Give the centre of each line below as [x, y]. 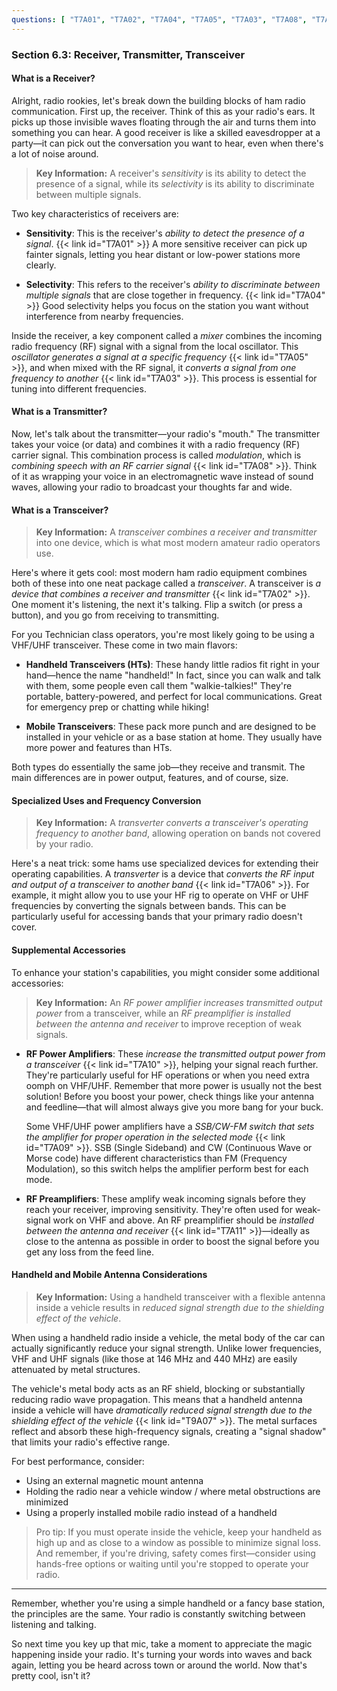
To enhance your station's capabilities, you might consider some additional [165, 972]
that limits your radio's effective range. [91, 1442]
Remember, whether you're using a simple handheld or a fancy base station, [168, 1603]
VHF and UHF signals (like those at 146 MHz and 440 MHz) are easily [154, 1358]
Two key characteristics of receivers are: [95, 213]
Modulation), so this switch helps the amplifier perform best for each [167, 1168]
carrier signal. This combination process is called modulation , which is [156, 455]
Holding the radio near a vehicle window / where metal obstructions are [173, 1491]
